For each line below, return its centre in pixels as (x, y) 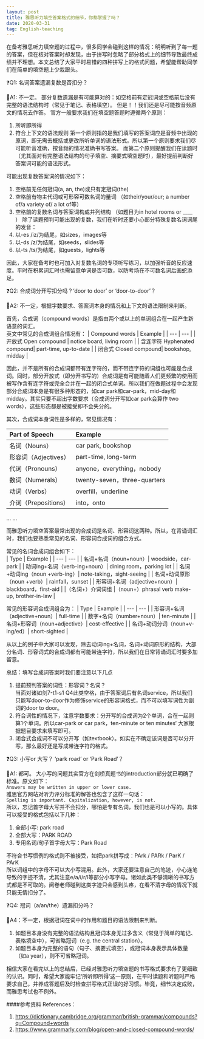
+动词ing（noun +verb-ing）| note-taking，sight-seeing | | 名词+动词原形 (98, 574)
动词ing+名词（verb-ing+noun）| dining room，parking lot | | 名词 (107, 567)
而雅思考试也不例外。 (33, 992)
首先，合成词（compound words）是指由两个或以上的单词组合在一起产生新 (100, 319)
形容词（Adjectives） (39, 457)
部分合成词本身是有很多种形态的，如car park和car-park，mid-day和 (91, 391)
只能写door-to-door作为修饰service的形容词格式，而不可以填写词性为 (102, 700)
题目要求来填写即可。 (47, 731)
